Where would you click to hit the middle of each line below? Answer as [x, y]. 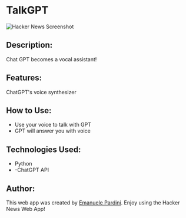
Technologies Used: [44, 149]
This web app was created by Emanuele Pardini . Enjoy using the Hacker [93, 203]
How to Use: [29, 110]
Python [23, 164]
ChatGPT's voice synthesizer [41, 92]
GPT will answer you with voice [53, 131]
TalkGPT [27, 10]
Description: [29, 45]
